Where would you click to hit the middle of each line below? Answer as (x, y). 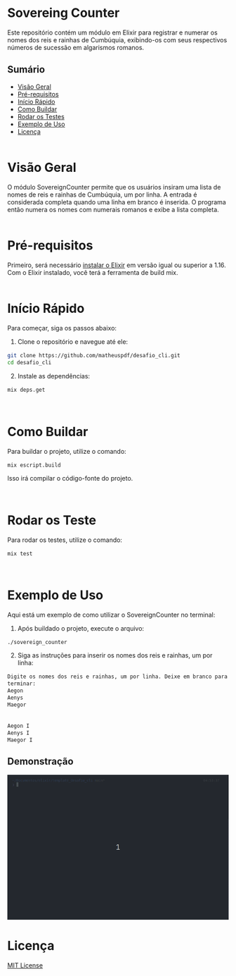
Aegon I (19, 726)
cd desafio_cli (29, 363)
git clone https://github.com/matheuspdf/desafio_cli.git (94, 355)
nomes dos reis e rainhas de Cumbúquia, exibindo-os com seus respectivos (117, 39)
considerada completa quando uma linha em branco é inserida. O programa (117, 202)
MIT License (25, 965)
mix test (20, 554)
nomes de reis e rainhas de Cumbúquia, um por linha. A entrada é (102, 194)
